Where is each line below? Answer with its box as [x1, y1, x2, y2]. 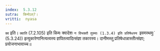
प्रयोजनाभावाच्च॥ [5, 41, 31, 47]
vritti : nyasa [5, 16, 37, 21]
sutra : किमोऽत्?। [5, 12, 38, 17]
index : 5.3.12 [5, 7, 37, 12]
